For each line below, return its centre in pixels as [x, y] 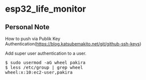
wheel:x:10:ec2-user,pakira [39, 72]
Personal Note [27, 27]
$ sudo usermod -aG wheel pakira [45, 63]
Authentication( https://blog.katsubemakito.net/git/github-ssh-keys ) [73, 44]
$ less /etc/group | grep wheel [44, 68]
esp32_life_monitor [45, 9]
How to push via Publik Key [33, 39]
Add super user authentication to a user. [46, 53]
